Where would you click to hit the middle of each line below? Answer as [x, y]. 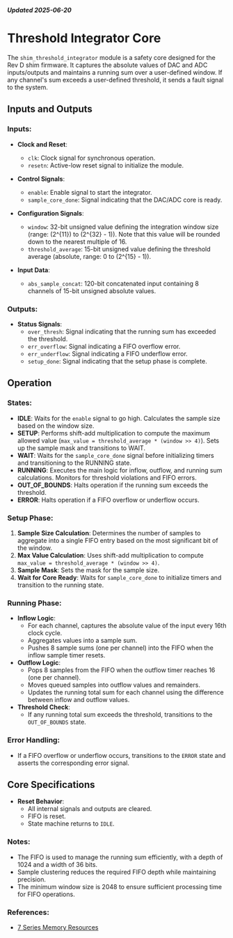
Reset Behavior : [41, 801]
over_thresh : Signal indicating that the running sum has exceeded [122, 332]
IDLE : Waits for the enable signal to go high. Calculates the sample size [119, 418]
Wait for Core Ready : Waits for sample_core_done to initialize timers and [119, 577]
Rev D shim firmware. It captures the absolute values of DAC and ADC [107, 65]
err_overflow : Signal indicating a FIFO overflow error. [104, 346]
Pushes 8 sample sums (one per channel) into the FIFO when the [120, 648]
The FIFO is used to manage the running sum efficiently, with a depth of [120, 857]
